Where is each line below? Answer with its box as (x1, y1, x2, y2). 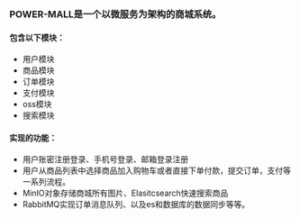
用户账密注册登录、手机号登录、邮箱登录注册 (22, 154, 189, 165)
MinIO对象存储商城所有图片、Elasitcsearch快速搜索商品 (22, 187, 229, 199)
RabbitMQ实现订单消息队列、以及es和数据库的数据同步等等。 (22, 199, 250, 210)
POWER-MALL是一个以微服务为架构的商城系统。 (9, 7, 222, 20)
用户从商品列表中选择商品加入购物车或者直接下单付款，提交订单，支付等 (22, 165, 291, 177)
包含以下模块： (9, 32, 65, 42)
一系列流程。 (22, 177, 70, 187)
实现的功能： (9, 132, 57, 143)
